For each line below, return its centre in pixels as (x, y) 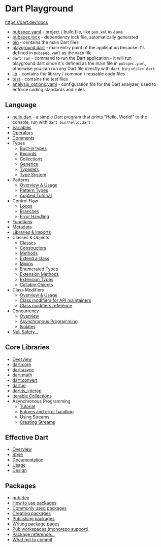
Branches (29, 211)
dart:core (21, 364)
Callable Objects (36, 285)
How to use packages (34, 503)
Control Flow (25, 201)
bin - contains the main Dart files (45, 42)
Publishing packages (33, 519)
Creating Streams (37, 422)
